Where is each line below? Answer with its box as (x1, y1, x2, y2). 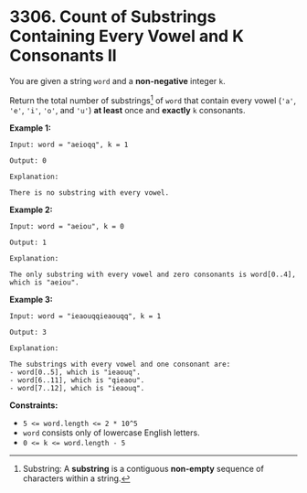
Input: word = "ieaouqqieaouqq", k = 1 (9, 311, 162, 321)
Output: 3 (9, 327, 48, 337)
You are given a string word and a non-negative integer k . (9, 75, 226, 86)
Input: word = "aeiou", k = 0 (9, 221, 125, 230)
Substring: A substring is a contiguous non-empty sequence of (22, 463, 265, 474)
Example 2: (9, 204, 53, 215)
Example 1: (9, 122, 52, 134)
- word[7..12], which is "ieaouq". (9, 383, 145, 392)
